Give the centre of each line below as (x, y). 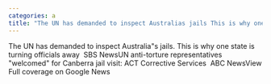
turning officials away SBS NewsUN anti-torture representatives (115, 54)
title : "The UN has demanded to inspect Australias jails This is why (129, 23)
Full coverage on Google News (59, 71)
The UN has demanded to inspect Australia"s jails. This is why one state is (132, 46)
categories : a (32, 16)
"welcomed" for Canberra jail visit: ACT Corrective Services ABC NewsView (135, 63)
